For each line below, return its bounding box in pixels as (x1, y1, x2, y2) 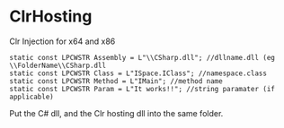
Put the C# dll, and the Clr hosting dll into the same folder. (9, 107, 224, 118)
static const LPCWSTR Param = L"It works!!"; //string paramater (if (9, 84, 276, 93)
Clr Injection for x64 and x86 (9, 36, 116, 47)
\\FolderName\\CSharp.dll (9, 61, 106, 70)
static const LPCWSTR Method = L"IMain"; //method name (9, 76, 223, 86)
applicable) (9, 92, 54, 101)
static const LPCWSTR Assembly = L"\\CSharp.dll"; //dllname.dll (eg (9, 53, 276, 62)
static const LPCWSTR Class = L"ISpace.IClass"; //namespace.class (9, 69, 268, 78)
